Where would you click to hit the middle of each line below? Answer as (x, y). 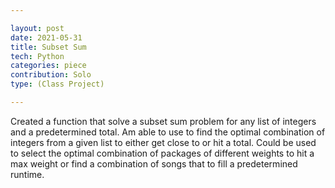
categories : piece (48, 66)
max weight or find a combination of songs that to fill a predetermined (154, 163)
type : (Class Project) (57, 84)
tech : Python (37, 56)
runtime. (27, 174)
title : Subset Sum (48, 47)
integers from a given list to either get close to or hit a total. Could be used (163, 142)
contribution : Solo (51, 75)
